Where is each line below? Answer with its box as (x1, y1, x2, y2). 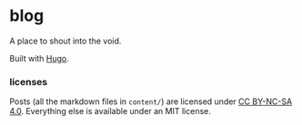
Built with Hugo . (9, 53, 70, 63)
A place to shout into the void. (9, 35, 122, 46)
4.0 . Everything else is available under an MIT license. (9, 106, 212, 117)
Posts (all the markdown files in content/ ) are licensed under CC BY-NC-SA (9, 96, 293, 107)
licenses (9, 75, 48, 88)
